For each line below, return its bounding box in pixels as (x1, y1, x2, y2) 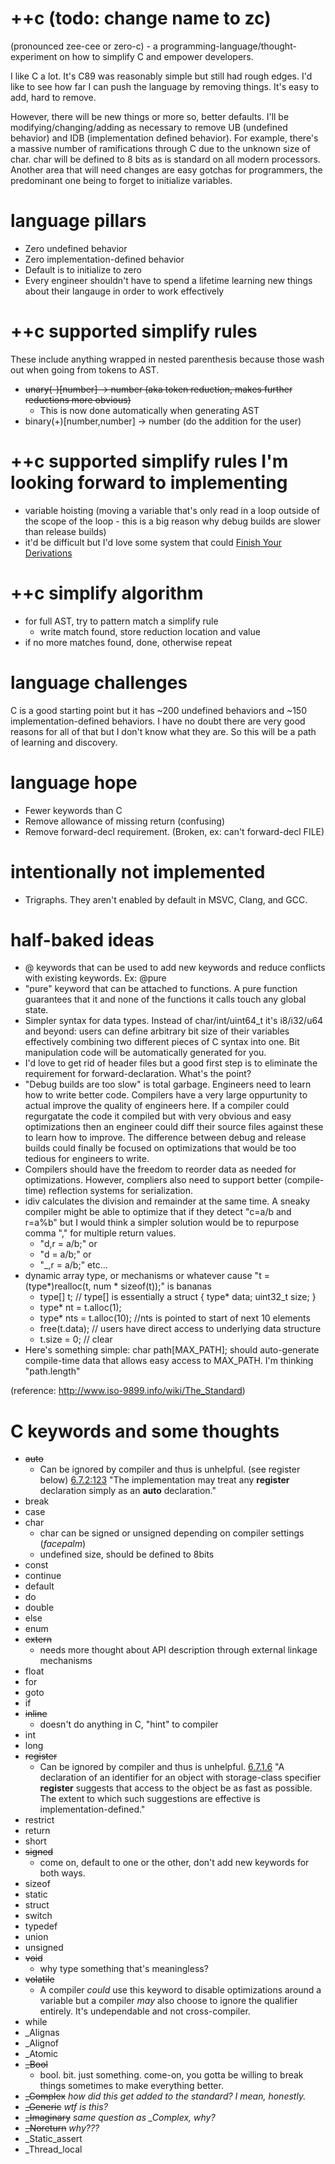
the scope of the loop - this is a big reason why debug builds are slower (24, 515, 322, 527)
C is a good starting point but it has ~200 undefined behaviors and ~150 (10, 704, 307, 716)
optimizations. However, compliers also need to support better (24, 1174, 282, 1186)
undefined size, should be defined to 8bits (39, 1548, 215, 1561)
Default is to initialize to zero (24, 263, 142, 276)
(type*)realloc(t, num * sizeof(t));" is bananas (24, 1280, 212, 1292)
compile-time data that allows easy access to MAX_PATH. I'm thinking (24, 1355, 314, 1367)
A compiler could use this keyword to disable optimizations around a (39, 1984, 322, 1996)
